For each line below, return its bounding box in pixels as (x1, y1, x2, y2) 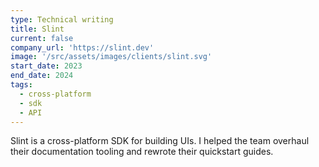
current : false (10, 33, 74, 43)
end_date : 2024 (10, 71, 74, 81)
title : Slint (10, 24, 65, 34)
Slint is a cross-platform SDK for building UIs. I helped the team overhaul (10, 135, 310, 147)
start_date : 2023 (10, 61, 83, 71)
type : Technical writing (10, 14, 114, 25)
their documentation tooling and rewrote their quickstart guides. (10, 146, 274, 158)
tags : (10, 80, 33, 90)
